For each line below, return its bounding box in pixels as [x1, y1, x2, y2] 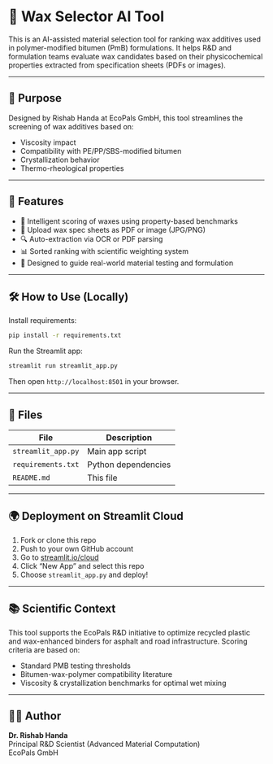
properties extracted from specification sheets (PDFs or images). [8, 60, 226, 70]
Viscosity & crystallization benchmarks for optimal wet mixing [19, 678, 227, 688]
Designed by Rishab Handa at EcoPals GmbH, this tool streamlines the [8, 113, 244, 123]
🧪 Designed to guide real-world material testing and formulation [19, 258, 234, 268]
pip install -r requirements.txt [8, 331, 122, 340]
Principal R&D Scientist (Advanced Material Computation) [8, 740, 201, 749]
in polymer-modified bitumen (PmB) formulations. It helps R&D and [8, 42, 232, 52]
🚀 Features [8, 194, 64, 208]
